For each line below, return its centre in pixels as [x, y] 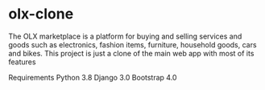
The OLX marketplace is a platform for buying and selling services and [125, 36]
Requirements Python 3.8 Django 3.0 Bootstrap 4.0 [93, 77]
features [22, 62]
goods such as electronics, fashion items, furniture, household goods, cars [132, 44]
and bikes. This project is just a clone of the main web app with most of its [131, 53]
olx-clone [41, 14]
